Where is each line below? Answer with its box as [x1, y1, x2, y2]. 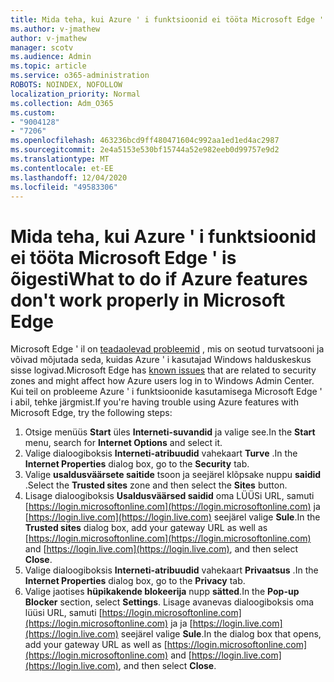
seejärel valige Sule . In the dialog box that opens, [120, 628, 322, 640]
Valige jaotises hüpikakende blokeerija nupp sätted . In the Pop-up [24, 586, 300, 598]
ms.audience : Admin [10, 52, 92, 62]
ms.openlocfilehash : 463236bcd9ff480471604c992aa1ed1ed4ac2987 [10, 136, 280, 146]
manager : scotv [10, 42, 74, 53]
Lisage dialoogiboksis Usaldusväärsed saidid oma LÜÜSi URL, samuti [24, 490, 315, 502]
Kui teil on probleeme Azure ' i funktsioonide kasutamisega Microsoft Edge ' [10, 386, 323, 398]
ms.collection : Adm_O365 [10, 98, 114, 108]
